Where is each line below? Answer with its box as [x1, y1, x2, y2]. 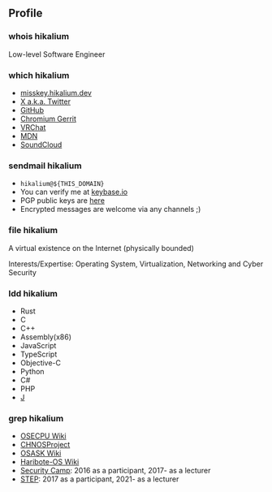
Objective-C [19, 357, 62, 368]
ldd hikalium [8, 287, 58, 299]
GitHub [19, 105, 45, 114]
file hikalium [8, 225, 58, 236]
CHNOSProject [19, 440, 71, 450]
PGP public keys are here [19, 196, 106, 205]
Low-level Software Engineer [8, 49, 106, 59]
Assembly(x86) [19, 332, 71, 342]
